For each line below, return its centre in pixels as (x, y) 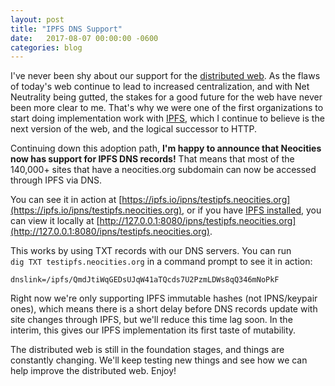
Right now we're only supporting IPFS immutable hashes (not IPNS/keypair (164, 298)
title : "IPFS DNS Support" (66, 29)
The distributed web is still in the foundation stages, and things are (147, 350)
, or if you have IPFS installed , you (251, 210)
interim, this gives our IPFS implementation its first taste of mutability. (153, 330)
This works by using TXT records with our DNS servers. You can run (151, 251)
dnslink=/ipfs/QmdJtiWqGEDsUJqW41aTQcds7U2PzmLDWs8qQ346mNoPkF (145, 280)
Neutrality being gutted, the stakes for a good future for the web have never (166, 97)
